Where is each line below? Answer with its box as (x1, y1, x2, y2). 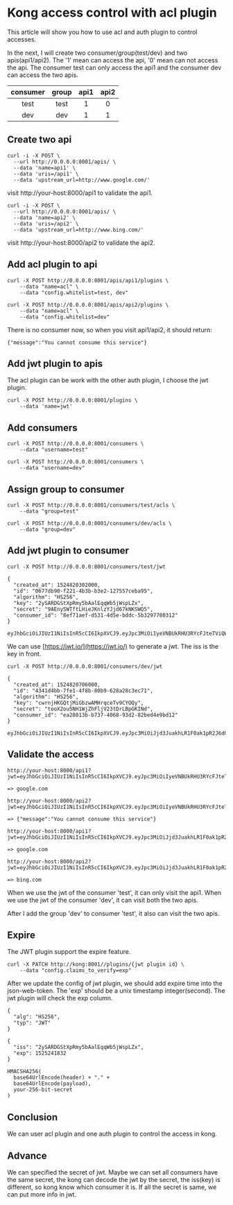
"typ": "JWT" (13, 1020, 51, 1027)
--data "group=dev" (19, 526, 76, 533)
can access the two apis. (7, 71, 78, 79)
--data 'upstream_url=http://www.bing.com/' (13, 226, 144, 233)
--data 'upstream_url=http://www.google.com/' (13, 176, 150, 183)
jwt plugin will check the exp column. (7, 994, 113, 1002)
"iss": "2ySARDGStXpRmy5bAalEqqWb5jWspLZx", (13, 1044, 144, 1051)
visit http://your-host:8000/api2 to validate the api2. (7, 238, 155, 247)
